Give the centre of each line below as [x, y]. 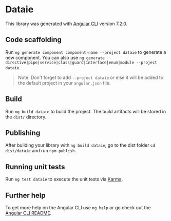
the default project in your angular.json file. [64, 83]
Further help [26, 195]
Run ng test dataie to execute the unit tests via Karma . [64, 179]
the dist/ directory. [26, 117]
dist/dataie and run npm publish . [41, 151]
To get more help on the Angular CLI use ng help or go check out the [78, 208]
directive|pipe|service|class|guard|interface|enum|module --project [81, 63]
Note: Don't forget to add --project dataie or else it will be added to [90, 77]
